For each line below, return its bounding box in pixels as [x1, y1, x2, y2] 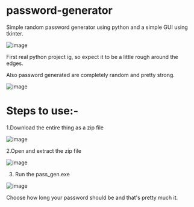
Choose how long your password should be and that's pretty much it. [6, 194, 178, 201]
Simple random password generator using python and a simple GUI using [6, 23, 188, 31]
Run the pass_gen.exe [14, 170, 70, 178]
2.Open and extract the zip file [6, 147, 81, 154]
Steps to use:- [6, 104, 78, 118]
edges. [6, 60, 23, 67]
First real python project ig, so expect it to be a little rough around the [6, 53, 179, 60]
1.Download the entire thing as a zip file [6, 124, 104, 131]
